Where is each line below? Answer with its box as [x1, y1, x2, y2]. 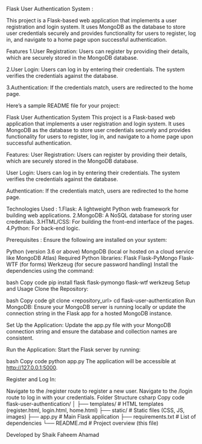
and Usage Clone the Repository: [6, 285, 89, 292]
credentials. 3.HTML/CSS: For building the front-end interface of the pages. [6, 218, 194, 225]
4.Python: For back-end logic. [6, 224, 80, 232]
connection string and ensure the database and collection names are [6, 328, 177, 335]
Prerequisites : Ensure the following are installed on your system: [6, 236, 168, 243]
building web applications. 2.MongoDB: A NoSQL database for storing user [6, 212, 192, 219]
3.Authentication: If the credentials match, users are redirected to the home [6, 84, 194, 91]
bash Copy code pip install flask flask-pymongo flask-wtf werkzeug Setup [6, 279, 191, 286]
